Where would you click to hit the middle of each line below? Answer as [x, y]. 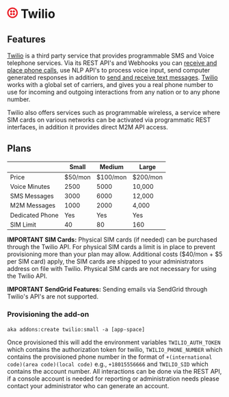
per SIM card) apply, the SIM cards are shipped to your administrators [105, 261]
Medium [112, 167]
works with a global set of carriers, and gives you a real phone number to [110, 85]
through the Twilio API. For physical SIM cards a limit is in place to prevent [111, 247]
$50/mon [78, 177]
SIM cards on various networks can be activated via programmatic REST [109, 120]
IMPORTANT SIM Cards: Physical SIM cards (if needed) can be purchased [112, 240]
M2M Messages [33, 205]
